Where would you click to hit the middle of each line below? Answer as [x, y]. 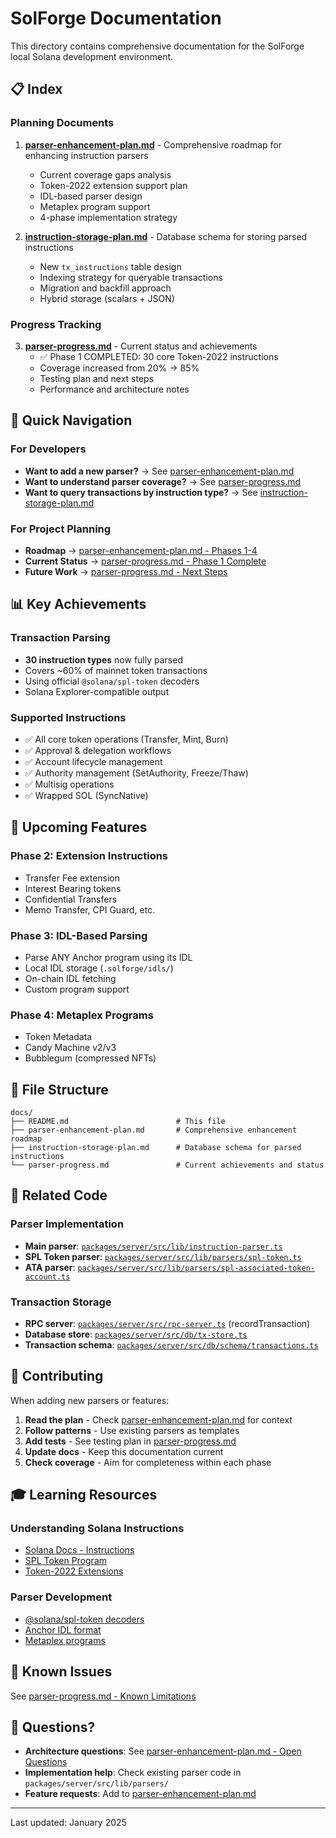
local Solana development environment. [92, 56]
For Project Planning [61, 529]
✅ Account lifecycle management [93, 761]
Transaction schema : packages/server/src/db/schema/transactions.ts [171, 1344]
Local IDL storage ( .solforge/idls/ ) [99, 968]
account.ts [47, 1277]
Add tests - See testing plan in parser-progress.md [130, 1441]
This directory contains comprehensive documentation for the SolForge [157, 46]
